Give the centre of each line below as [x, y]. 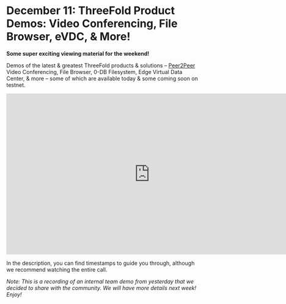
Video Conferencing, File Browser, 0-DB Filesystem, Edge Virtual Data [94, 72]
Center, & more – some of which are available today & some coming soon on [102, 78]
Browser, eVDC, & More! [68, 37]
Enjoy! [14, 294]
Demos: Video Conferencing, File [92, 24]
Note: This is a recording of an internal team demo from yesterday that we [100, 281]
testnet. [16, 85]
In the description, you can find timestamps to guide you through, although [101, 263]
